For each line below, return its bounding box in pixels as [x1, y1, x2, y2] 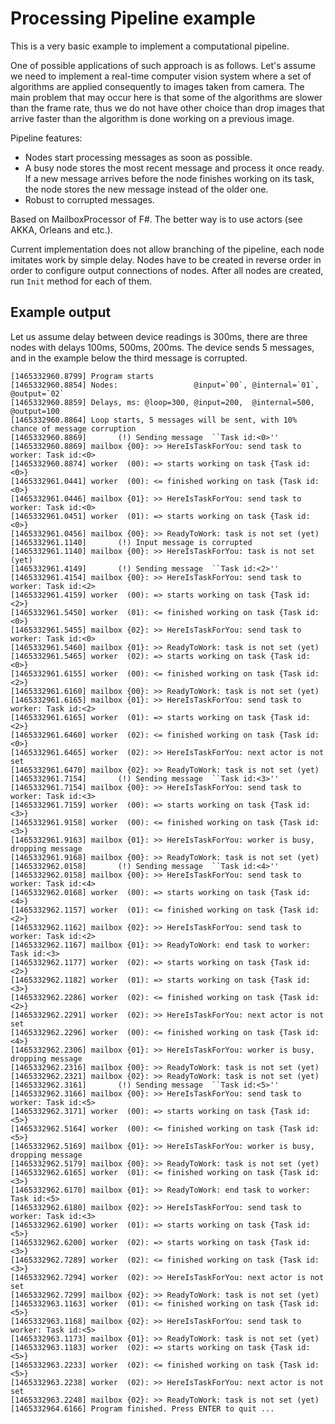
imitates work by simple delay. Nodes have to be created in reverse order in [10, 253, 322, 266]
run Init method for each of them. [10, 275, 153, 287]
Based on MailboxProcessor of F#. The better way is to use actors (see [10, 213, 303, 225]
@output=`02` [10, 388, 65, 399]
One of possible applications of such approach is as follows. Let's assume [10, 59, 316, 71]
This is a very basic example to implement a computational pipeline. [10, 40, 290, 52]
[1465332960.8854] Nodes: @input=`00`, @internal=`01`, [10, 380, 320, 390]
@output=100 [10, 406, 60, 416]
